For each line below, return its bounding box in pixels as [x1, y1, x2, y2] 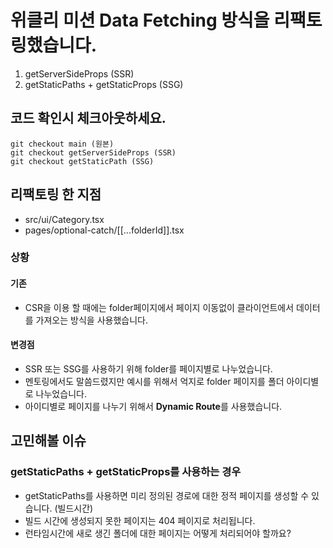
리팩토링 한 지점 [10, 186, 102, 203]
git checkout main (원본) [10, 139, 115, 149]
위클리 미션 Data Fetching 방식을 [10, 9, 270, 32]
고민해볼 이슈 [10, 432, 87, 450]
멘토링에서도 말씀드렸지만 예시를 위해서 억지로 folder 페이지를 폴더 [24, 375, 285, 387]
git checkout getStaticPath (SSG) [10, 156, 155, 166]
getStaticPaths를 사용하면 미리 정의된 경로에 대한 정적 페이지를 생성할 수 [24, 489, 310, 501]
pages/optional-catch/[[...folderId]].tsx [24, 224, 185, 236]
